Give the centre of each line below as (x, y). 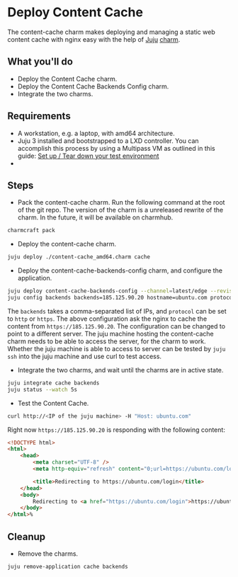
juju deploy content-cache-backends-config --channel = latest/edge (107, 291)
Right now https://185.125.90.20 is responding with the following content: (116, 430)
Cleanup (27, 536)
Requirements (39, 116)
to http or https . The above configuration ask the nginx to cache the (107, 319)
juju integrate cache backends (53, 383)
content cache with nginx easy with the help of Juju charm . (94, 39)
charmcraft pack (31, 231)
